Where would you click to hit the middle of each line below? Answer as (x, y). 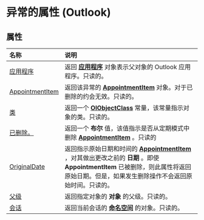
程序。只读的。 (86, 76)
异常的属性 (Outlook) (59, 12)
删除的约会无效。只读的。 (101, 96)
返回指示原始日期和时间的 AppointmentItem (128, 149)
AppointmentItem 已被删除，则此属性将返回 (128, 167)
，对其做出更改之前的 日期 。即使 (112, 158)
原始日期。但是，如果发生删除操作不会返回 (125, 176)
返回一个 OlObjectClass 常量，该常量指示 (124, 108)
